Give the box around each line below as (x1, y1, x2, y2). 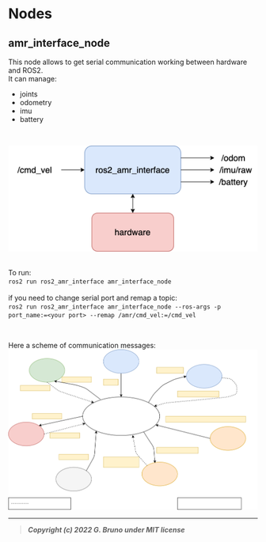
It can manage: (8, 74, 57, 83)
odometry (19, 98, 52, 107)
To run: (8, 267, 32, 277)
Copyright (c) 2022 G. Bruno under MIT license (27, 525, 185, 534)
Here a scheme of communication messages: (8, 340, 156, 350)
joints (19, 89, 38, 99)
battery (19, 115, 44, 123)
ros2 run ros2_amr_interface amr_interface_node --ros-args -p (8, 302, 222, 311)
